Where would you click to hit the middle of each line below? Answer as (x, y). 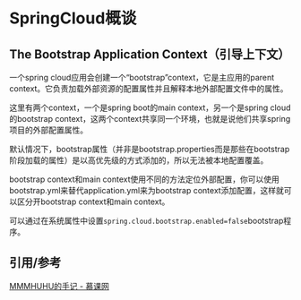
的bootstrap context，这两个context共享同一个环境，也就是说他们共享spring (150, 119)
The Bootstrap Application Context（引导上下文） (150, 54)
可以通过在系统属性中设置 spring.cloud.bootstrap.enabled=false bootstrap (146, 221)
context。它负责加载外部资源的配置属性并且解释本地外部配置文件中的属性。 (149, 89)
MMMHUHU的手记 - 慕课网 (59, 286)
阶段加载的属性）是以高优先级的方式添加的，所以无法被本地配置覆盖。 (139, 160)
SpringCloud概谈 (73, 18)
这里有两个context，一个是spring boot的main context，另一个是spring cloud (150, 107)
